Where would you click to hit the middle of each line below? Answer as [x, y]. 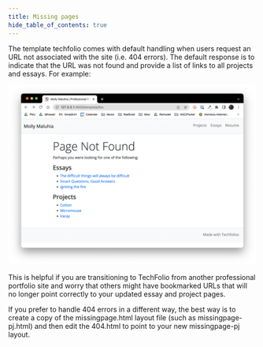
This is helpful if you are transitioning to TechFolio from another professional [132, 277]
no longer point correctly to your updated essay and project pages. [117, 294]
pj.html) [20, 326]
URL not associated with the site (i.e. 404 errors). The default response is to [131, 57]
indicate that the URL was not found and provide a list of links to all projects [131, 65]
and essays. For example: [50, 73]
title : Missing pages [44, 17]
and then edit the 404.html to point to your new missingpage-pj [137, 326]
